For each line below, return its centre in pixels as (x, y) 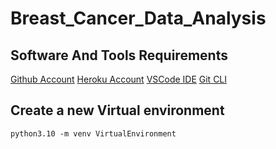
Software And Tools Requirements (119, 55)
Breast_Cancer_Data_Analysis (138, 18)
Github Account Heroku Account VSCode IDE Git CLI (119, 79)
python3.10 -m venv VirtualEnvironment (93, 133)
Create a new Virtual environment (117, 110)
